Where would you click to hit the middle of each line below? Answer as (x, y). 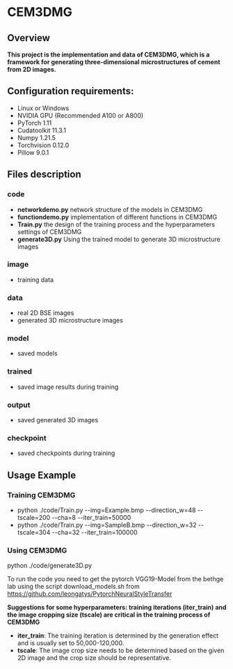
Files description (44, 175)
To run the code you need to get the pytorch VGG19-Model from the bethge (115, 579)
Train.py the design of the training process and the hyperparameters (116, 224)
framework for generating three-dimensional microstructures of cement (114, 62)
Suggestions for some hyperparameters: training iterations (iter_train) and (117, 608)
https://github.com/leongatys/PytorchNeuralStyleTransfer (90, 594)
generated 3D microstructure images (70, 321)
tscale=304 (34, 532)
